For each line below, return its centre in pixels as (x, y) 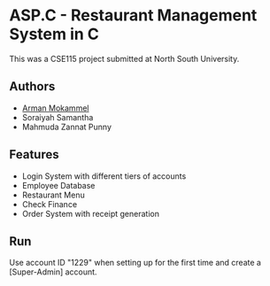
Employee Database (58, 185)
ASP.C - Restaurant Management (133, 15)
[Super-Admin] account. (53, 272)
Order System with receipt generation (90, 213)
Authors (32, 86)
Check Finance (50, 204)
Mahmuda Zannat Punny (67, 127)
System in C (54, 34)
